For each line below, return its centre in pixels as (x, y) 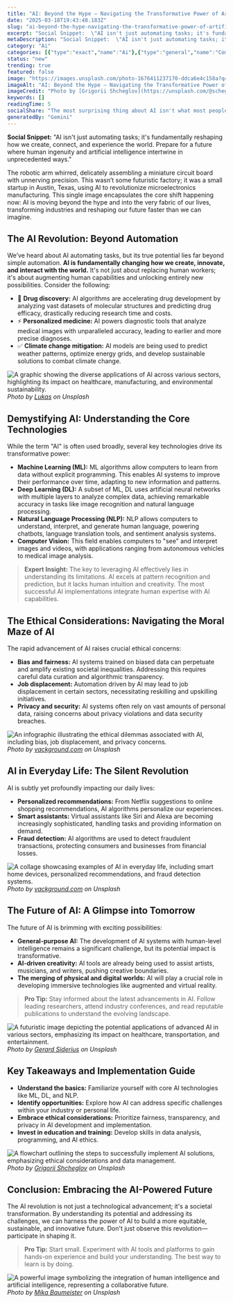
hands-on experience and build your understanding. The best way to (122, 1257)
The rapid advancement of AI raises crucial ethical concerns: (94, 648)
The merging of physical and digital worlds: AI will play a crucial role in (120, 977)
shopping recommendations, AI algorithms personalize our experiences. (120, 808)
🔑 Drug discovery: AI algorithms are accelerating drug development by (119, 298)
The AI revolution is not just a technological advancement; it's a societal (110, 1206)
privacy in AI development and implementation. (85, 1125)
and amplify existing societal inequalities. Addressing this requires (112, 669)
